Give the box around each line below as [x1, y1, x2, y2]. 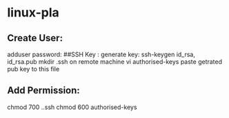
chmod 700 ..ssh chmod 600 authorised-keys [7, 103, 137, 111]
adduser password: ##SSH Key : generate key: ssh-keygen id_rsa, [7, 50, 195, 58]
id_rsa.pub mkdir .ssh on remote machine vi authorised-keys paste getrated [7, 58, 223, 66]
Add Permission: [7, 84, 81, 97]
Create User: [7, 32, 63, 44]
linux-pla [7, 5, 60, 21]
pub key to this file [7, 65, 60, 73]
